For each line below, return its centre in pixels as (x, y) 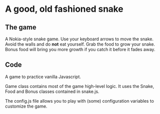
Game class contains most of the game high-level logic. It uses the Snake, (80, 86)
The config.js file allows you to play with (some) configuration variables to (80, 101)
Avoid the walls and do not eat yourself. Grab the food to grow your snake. (80, 44)
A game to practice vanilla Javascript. (43, 77)
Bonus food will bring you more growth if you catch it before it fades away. (80, 49)
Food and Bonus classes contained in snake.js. (52, 91)
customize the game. (26, 106)
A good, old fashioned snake (64, 9)
